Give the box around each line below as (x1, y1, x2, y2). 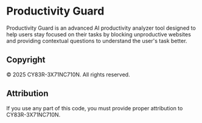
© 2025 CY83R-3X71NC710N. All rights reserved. (6, 71, 130, 78)
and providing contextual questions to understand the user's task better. (6, 37, 187, 44)
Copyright (6, 55, 46, 65)
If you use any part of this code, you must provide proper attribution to (6, 104, 183, 111)
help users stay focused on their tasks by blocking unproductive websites (6, 30, 192, 38)
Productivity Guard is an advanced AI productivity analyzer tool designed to (6, 24, 196, 32)
